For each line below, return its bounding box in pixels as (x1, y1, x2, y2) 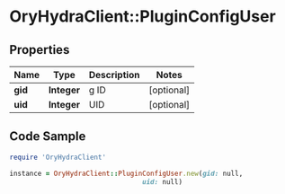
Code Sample (9, 128, 86, 145)
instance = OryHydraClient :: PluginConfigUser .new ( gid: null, (9, 169, 244, 178)
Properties (9, 42, 70, 57)
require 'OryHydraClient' (9, 153, 106, 162)
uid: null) (142, 177, 183, 186)
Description (88, 69, 140, 81)
